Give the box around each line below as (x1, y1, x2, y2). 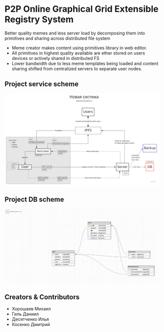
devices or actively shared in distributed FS (11, 55, 100, 61)
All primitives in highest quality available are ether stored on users (11, 50, 145, 56)
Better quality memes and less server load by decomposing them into (4, 30, 145, 36)
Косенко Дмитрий (11, 322, 50, 328)
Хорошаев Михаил (11, 306, 51, 312)
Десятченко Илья (11, 316, 49, 322)
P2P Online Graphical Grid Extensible (4, 3, 159, 15)
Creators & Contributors (4, 293, 80, 302)
